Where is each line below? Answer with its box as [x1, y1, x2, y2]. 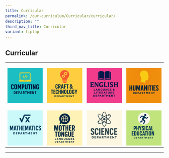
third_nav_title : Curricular [5, 24, 66, 29]
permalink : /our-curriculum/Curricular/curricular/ [5, 13, 116, 19]
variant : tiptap [5, 29, 39, 35]
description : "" [5, 19, 39, 24]
